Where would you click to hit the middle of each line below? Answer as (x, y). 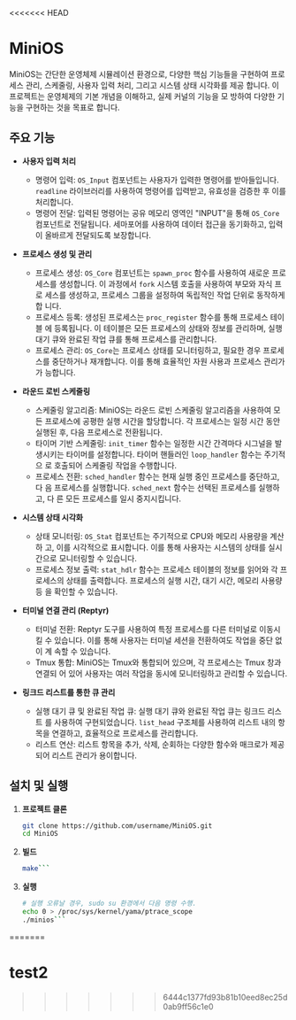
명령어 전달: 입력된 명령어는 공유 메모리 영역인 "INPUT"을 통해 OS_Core (157, 212)
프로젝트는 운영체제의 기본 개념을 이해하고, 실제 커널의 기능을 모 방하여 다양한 (142, 96)
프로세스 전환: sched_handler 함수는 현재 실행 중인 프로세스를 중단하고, (157, 476)
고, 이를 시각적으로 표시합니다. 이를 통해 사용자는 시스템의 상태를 (156, 547)
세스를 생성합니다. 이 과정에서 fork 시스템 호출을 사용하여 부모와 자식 (154, 283)
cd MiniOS (40, 834)
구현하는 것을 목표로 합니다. (73, 107)
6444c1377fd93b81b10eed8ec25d (225, 997)
